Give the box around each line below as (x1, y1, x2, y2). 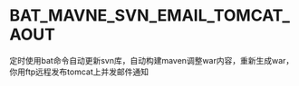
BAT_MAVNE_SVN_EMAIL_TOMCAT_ (9, 5, 290, 26)
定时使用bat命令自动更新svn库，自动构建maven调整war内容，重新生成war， (9, 55, 294, 65)
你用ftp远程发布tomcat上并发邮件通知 (9, 66, 149, 77)
